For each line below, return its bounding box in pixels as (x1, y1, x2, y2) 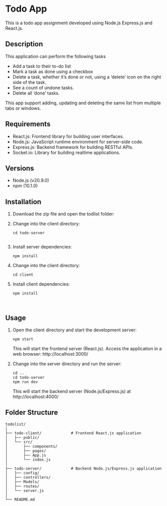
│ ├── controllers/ (5, 475, 51, 480)
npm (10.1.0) (12, 183, 38, 189)
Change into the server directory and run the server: (12, 361, 122, 367)
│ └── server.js (5, 488, 44, 493)
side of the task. (12, 79, 47, 85)
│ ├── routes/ (5, 484, 39, 489)
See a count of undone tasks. (12, 85, 74, 91)
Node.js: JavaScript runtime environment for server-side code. (12, 139, 143, 145)
